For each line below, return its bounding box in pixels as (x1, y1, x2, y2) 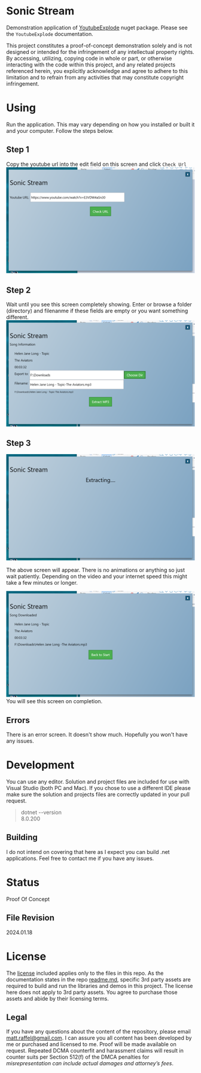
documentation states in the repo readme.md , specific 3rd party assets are (6, 975, 191, 983)
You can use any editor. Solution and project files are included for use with (6, 778, 190, 785)
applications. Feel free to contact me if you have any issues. (6, 855, 154, 862)
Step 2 (6, 285, 31, 295)
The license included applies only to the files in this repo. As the (6, 969, 164, 977)
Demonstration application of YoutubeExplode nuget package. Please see (6, 24, 188, 31)
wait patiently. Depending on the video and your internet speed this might (6, 573, 187, 580)
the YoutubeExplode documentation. (6, 30, 94, 37)
